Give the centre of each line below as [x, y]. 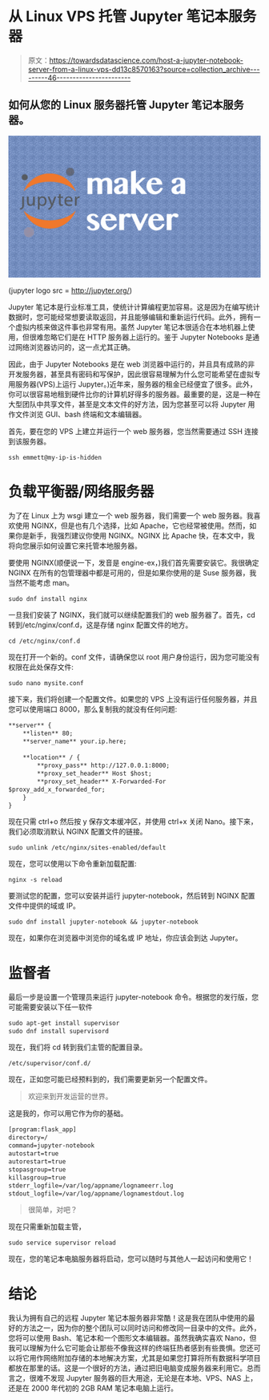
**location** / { [52, 758]
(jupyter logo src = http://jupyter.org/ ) [70, 290]
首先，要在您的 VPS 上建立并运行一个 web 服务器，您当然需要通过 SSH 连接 [133, 432]
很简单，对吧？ [52, 1210]
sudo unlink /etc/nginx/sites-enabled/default [87, 848]
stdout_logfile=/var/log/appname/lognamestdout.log [96, 1194]
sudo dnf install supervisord [59, 1032]
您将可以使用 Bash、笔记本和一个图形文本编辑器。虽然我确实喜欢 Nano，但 [132, 1338]
